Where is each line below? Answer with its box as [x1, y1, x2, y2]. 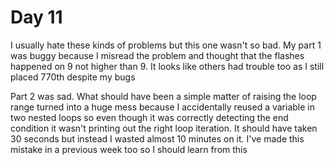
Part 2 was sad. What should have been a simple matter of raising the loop [10, 90, 317, 102]
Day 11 [10, 6, 63, 29]
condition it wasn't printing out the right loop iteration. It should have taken [10, 122, 318, 134]
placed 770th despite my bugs [10, 71, 136, 83]
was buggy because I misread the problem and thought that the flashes [10, 49, 305, 61]
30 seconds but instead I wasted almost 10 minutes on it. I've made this [10, 132, 305, 145]
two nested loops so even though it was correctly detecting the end [10, 111, 289, 123]
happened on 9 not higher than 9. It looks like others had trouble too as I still [10, 60, 325, 72]
